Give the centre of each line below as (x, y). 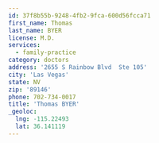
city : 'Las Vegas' (39, 75)
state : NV (25, 82)
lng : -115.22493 (42, 119)
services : (25, 45)
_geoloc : (23, 112)
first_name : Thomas (41, 23)
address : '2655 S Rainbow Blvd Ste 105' (78, 68)
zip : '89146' (30, 89)
